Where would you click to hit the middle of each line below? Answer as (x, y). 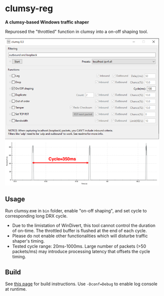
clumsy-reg (29, 9)
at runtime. (16, 289)
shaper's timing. (28, 241)
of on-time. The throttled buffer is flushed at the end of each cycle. (80, 231)
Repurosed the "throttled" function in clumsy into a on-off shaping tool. (77, 31)
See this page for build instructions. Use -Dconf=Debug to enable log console (81, 284)
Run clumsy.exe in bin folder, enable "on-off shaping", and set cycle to (76, 211)
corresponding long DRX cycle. (36, 216)
